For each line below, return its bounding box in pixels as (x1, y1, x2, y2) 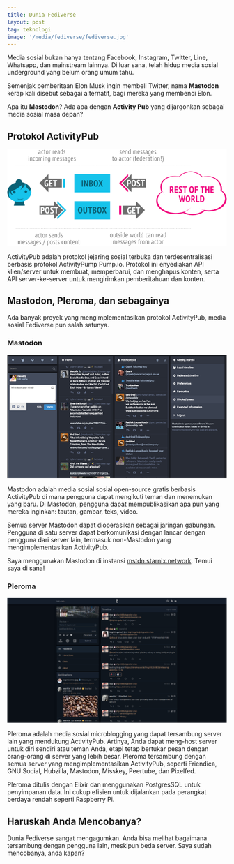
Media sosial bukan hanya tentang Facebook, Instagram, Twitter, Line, (7, 53, 208, 62)
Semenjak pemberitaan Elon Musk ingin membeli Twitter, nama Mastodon (7, 82, 219, 90)
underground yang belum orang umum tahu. (7, 68, 134, 77)
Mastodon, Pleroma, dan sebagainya (7, 295, 169, 306)
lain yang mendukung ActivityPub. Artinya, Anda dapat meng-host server (7, 737, 218, 746)
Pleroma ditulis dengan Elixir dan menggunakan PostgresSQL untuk (7, 780, 201, 789)
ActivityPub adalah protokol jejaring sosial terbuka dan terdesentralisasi (7, 252, 213, 261)
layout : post (7, 18, 45, 26)
